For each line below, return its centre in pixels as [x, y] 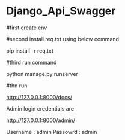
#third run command [32, 62]
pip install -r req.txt [30, 51]
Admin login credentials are [40, 108]
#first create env [27, 28]
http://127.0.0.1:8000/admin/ [41, 120]
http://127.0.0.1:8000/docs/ [39, 97]
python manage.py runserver [42, 74]
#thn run [17, 86]
